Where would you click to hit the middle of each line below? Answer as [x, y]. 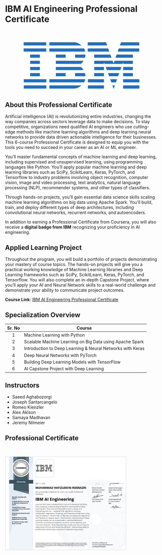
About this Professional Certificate [59, 105]
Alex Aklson [24, 412]
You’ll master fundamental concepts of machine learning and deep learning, [81, 157]
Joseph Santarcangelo [34, 402]
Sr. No [14, 328]
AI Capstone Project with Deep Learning [64, 369]
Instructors [22, 385]
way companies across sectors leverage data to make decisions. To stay [78, 122]
